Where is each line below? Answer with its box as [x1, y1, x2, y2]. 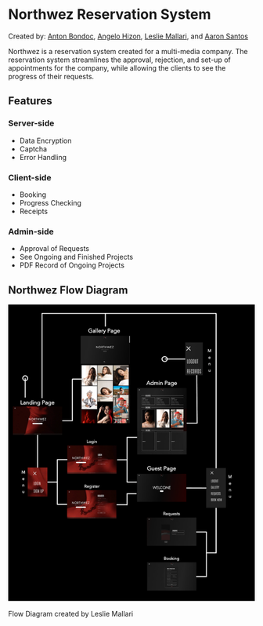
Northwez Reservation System [8, 5, 211, 24]
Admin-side [8, 226, 55, 237]
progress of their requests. [8, 71, 95, 81]
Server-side [8, 118, 55, 129]
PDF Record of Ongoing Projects [19, 260, 125, 270]
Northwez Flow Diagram [8, 283, 128, 297]
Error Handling [19, 152, 67, 162]
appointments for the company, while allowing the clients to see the [8, 63, 226, 72]
